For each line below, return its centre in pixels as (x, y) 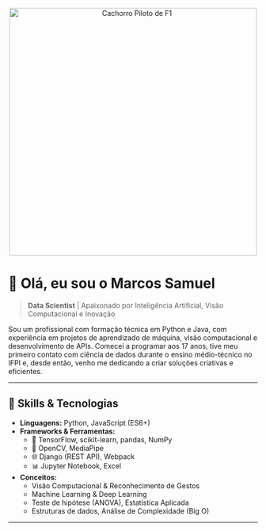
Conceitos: (38, 477)
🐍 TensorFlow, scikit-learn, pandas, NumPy (102, 439)
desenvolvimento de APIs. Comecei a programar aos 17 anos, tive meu (123, 346)
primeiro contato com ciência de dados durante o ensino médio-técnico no (130, 354)
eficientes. (25, 371)
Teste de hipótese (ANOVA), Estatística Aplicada (110, 502)
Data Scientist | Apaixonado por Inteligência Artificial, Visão (125, 305)
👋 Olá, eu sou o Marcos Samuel (112, 283)
